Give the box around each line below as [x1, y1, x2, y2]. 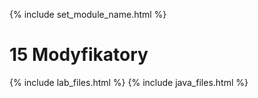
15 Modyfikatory [9, 44, 149, 66]
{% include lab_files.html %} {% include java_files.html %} [9, 76, 249, 88]
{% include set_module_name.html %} [9, 9, 167, 20]
